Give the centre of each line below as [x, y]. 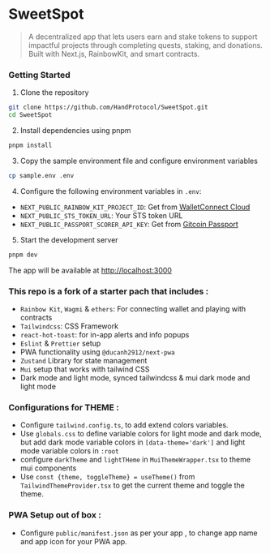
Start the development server [69, 239]
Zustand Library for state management [84, 360]
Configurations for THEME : [64, 407]
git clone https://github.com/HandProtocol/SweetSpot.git [108, 107]
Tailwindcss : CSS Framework [69, 326]
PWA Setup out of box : [55, 515]
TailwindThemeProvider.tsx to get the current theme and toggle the [133, 485]
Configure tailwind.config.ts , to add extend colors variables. [124, 425]
